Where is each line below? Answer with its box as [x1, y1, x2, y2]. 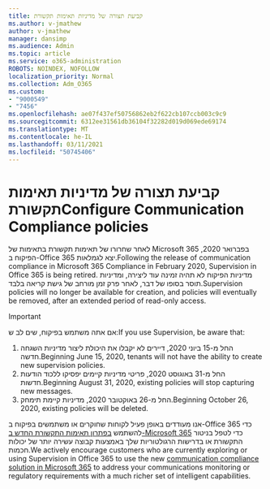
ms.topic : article [8, 50, 71, 58]
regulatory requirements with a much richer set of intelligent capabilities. [8, 471, 251, 481]
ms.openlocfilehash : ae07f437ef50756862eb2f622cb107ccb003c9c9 [8, 110, 227, 119]
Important [8, 312, 41, 322]
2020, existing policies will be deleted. [19, 404, 148, 413]
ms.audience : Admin [8, 42, 75, 50]
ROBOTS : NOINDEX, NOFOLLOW [8, 65, 100, 73]
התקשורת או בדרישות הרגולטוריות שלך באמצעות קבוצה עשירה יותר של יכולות [8, 436, 243, 447]
